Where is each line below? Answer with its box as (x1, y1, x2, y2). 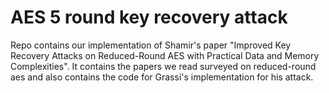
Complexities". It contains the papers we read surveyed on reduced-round (10, 60, 317, 72)
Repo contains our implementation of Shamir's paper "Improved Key (10, 39, 292, 51)
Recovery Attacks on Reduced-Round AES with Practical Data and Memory (10, 49, 320, 61)
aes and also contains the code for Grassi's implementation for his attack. (10, 71, 314, 83)
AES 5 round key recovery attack (10, 6, 288, 29)
